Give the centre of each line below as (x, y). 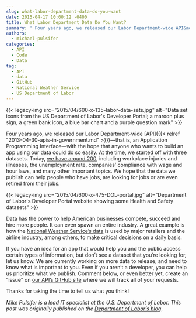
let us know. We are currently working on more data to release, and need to (97, 261)
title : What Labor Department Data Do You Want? (66, 22)
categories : (20, 45)
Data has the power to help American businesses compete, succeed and (93, 218)
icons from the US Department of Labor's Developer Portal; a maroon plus (95, 116)
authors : (17, 33)
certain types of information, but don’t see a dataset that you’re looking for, (96, 255)
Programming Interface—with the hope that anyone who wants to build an (95, 146)
